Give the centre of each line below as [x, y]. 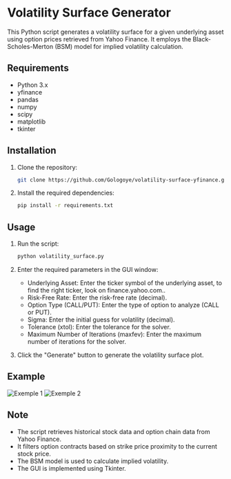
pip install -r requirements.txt [65, 206]
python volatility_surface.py [61, 257]
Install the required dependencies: [66, 193]
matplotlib [31, 121]
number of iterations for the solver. [77, 342]
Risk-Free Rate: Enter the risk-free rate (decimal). [97, 297]
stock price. [34, 453]
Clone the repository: [47, 167]
